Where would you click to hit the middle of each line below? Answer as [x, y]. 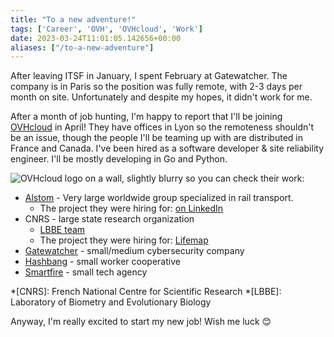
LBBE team [62, 230]
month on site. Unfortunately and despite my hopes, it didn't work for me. [161, 97]
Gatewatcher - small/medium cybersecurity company [134, 251]
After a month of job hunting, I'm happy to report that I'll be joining [146, 117]
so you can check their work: [244, 178]
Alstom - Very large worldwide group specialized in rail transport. [159, 198]
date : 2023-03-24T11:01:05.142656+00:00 [96, 38]
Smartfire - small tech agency [86, 272]
